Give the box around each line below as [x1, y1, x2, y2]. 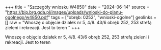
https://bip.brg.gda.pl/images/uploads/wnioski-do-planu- [7, 9, 123, 15]
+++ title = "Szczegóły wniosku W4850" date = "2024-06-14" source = [5, 4, 150, 10]
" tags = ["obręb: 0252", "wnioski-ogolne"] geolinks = [48, 15, 157, 20]
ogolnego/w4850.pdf [5, 15, 48, 20]
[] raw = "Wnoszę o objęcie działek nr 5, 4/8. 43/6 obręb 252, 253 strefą [5, 19, 152, 25]
